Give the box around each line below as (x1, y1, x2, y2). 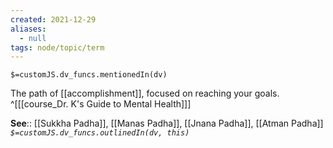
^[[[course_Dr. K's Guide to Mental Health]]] (10, 98, 192, 110)
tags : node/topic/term (10, 42, 105, 53)
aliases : (10, 24, 47, 34)
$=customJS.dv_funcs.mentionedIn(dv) (10, 70, 168, 80)
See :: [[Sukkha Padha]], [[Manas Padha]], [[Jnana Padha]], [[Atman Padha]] (10, 117, 324, 130)
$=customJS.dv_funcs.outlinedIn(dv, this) (10, 128, 190, 138)
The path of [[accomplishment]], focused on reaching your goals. (10, 87, 280, 100)
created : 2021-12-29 (10, 14, 97, 25)
